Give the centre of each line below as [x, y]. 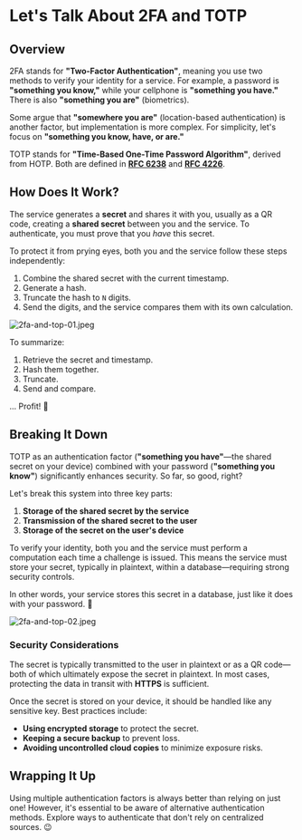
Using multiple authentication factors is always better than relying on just [145, 797]
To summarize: [37, 342]
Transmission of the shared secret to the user [110, 520]
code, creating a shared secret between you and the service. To [130, 224]
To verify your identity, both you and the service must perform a [129, 547]
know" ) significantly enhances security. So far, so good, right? [126, 476]
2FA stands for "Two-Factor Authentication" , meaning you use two [136, 71]
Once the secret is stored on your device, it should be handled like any [141, 701]
